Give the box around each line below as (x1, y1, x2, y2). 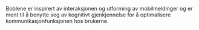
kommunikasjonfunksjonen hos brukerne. (5, 18, 109, 24)
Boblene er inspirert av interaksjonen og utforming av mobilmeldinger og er (5, 5, 193, 12)
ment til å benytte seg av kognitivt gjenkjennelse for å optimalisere (5, 11, 171, 18)
